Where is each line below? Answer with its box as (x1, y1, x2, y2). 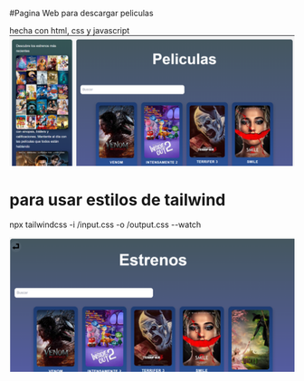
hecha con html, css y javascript (9, 25, 130, 35)
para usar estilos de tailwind (9, 189, 226, 210)
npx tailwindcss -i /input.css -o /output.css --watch (9, 219, 202, 230)
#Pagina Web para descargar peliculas (9, 8, 154, 18)
